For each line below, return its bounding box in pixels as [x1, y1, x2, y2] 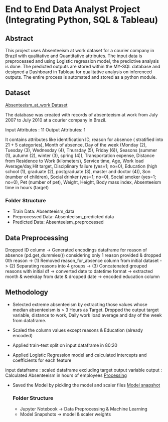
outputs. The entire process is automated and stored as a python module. [5, 74, 157, 80]
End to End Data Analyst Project [5, 4, 140, 15]
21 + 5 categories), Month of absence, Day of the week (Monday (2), [5, 142, 147, 148]
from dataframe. [12, 317, 47, 323]
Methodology [5, 288, 49, 297]
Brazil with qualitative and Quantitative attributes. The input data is [5, 53, 142, 59]
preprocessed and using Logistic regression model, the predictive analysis [5, 58, 159, 64]
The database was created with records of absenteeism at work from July [5, 111, 158, 117]
